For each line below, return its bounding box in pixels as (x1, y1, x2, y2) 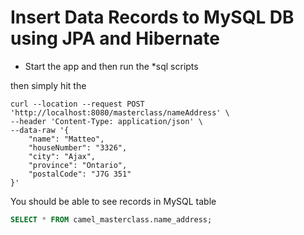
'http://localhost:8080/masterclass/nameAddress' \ (10, 107, 230, 118)
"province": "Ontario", (28, 160, 128, 170)
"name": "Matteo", (28, 134, 105, 144)
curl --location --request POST (10, 99, 145, 109)
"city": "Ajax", (28, 151, 97, 161)
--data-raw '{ (10, 125, 70, 135)
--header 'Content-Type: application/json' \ (10, 116, 203, 126)
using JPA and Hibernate (10, 27, 220, 50)
